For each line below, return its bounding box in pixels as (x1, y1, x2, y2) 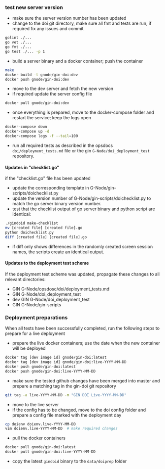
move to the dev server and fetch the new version (12, 86, 114, 92)
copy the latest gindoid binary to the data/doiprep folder (12, 458, 127, 464)
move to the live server (12, 401, 59, 407)
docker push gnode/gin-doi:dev (5, 77, 69, 82)
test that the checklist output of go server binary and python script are (12, 206, 155, 212)
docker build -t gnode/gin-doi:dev (5, 72, 78, 77)
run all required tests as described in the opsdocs (12, 142, 113, 148)
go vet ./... (5, 40, 32, 45)
